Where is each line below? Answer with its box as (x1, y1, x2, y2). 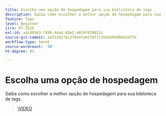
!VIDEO (17, 106, 32, 112)
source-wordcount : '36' (5, 44, 55, 49)
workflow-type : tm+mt (5, 40, 50, 45)
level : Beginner (5, 21, 39, 26)
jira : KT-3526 (5, 26, 35, 31)
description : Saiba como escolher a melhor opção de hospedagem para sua (5, 12, 162, 17)
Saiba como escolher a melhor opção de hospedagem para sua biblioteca (5, 91, 157, 97)
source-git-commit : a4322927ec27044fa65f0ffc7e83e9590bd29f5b (5, 35, 137, 40)
